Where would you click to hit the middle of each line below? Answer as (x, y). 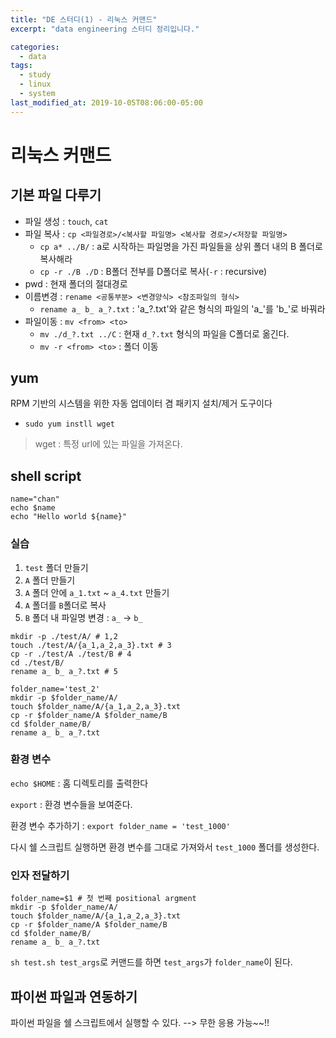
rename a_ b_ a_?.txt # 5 (64, 671)
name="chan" (35, 499)
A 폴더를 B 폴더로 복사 (65, 605)
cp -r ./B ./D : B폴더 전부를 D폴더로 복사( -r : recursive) (153, 271)
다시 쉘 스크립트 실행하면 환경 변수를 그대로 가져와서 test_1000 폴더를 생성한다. (165, 847)
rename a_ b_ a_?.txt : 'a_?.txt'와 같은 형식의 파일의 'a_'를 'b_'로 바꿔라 (182, 308)
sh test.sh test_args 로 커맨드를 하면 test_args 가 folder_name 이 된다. (151, 962)
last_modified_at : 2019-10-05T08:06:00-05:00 (106, 102)
